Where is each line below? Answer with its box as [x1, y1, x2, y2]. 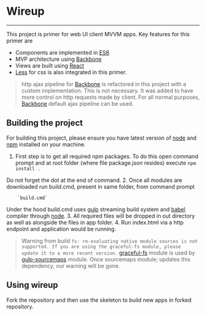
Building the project [6, 118, 83, 128]
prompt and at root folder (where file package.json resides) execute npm [15, 159, 196, 167]
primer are [6, 37, 33, 44]
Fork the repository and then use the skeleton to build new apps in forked [6, 296, 192, 304]
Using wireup [6, 280, 58, 290]
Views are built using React [15, 61, 85, 69]
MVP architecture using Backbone [15, 55, 102, 63]
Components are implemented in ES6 [15, 49, 110, 56]
